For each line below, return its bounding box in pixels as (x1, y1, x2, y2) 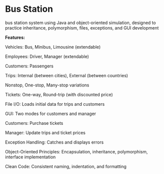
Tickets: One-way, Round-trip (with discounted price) (5, 91, 113, 97)
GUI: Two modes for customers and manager (5, 111, 96, 116)
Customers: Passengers (5, 63, 54, 69)
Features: (5, 34, 26, 40)
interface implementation (5, 154, 56, 160)
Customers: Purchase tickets (5, 120, 64, 126)
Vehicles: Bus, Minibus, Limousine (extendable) (5, 44, 101, 50)
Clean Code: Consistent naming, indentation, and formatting (5, 163, 127, 169)
